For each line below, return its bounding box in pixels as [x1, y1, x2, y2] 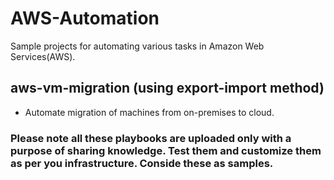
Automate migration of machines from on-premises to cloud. [24, 106, 275, 118]
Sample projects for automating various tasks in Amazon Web [10, 40, 265, 52]
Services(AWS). [10, 50, 76, 62]
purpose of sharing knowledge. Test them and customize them [10, 143, 322, 157]
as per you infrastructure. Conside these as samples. [10, 156, 274, 170]
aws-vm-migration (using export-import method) [10, 80, 325, 97]
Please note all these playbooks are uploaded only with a [10, 131, 292, 145]
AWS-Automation [10, 7, 160, 30]
